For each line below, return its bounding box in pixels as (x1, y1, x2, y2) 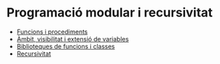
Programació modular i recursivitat (6, 5, 213, 21)
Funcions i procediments (16, 28, 88, 36)
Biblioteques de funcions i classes (16, 42, 115, 50)
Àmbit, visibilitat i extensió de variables (16, 34, 129, 43)
